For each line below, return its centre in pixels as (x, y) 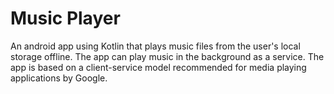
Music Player (65, 18)
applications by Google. (59, 78)
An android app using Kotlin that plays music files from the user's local (155, 46)
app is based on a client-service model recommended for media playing (158, 67)
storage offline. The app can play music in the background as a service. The (167, 56)
